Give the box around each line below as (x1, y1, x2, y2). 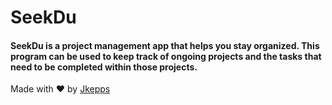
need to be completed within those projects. (10, 61, 198, 73)
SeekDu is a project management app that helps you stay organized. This (10, 39, 320, 51)
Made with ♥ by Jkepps (10, 83, 111, 95)
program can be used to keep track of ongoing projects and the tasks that (10, 50, 322, 62)
